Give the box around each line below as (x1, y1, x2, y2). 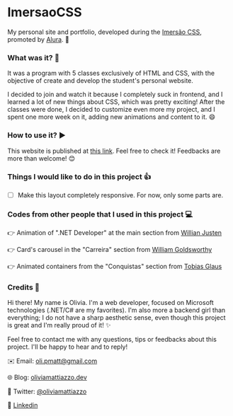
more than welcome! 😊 (7, 154, 76, 163)
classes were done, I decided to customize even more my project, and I (7, 105, 216, 114)
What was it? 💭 (7, 52, 60, 62)
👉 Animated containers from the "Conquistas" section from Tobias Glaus (7, 262, 222, 271)
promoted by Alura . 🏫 (7, 35, 69, 43)
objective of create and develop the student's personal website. (7, 76, 193, 85)
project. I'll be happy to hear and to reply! (7, 342, 128, 351)
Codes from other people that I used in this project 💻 (7, 209, 193, 219)
